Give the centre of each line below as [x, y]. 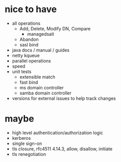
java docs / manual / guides [41, 50]
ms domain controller [42, 87]
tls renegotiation [29, 154]
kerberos [21, 138]
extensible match [37, 77]
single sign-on [27, 143]
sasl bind [29, 44]
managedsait [41, 34]
